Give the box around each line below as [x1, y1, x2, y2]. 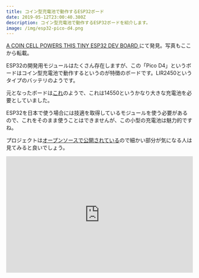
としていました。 [11, 97, 53, 104]
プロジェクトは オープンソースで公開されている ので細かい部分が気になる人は [6, 137, 192, 144]
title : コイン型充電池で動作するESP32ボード [6, 8, 105, 15]
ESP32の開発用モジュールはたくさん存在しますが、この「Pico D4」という [6, 62, 187, 69]
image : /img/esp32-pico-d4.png [6, 25, 84, 31]
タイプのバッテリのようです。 [6, 77, 79, 84]
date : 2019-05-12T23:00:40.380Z [6, 14, 86, 20]
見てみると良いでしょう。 [6, 144, 68, 151]
